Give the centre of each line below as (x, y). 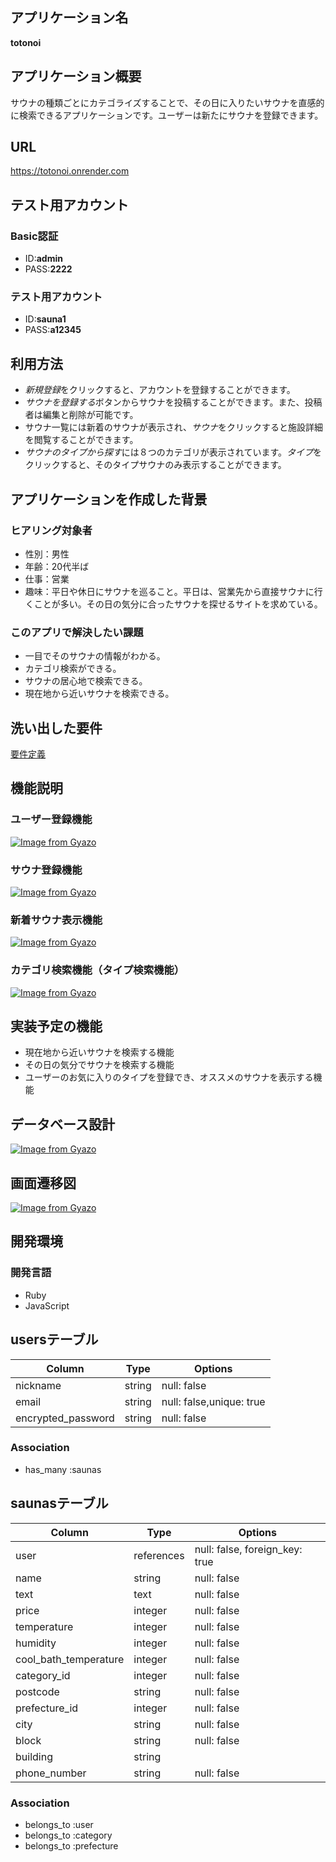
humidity (36, 1643)
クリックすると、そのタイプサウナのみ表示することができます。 (155, 465)
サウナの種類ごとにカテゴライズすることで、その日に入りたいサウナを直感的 (167, 102)
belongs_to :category (68, 1835)
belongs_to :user (59, 1824)
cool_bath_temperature (70, 1659)
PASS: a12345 (53, 330)
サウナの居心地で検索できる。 (86, 681)
